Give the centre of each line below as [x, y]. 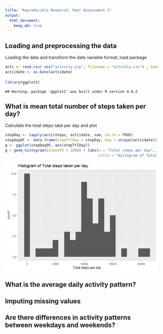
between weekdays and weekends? [60, 325]
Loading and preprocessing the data [61, 46]
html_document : [25, 20]
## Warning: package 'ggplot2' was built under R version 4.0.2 [71, 91]
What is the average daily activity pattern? [71, 285]
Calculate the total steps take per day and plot [51, 125]
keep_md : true [28, 26]
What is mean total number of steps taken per [76, 106]
